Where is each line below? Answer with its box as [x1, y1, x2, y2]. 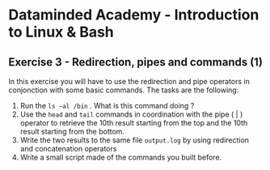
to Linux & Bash [8, 23, 115, 41]
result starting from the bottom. [19, 127, 125, 136]
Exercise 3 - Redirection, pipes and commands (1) [8, 55, 263, 69]
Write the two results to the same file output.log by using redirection [19, 135, 249, 145]
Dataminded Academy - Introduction [8, 6, 259, 24]
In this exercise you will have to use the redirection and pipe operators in [8, 77, 251, 86]
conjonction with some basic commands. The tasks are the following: [8, 85, 239, 95]
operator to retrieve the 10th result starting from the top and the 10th [19, 118, 248, 127]
